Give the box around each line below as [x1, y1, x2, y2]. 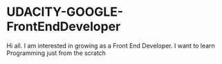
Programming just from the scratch [6, 49, 107, 57]
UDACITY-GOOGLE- [6, 4, 124, 20]
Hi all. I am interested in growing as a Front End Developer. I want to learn [6, 41, 215, 50]
